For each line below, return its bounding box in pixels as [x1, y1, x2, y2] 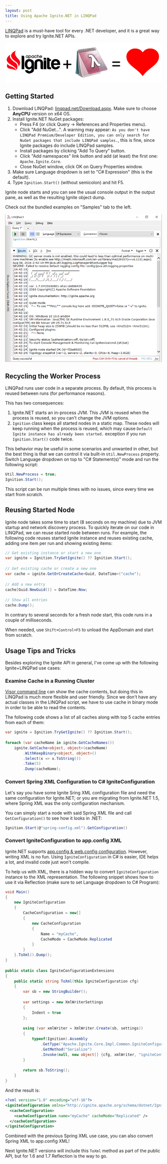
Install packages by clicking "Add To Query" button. [19, 147, 126, 154]
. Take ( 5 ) [23, 761, 41, 766]
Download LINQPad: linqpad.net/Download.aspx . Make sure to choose [12, 105, 157, 111]
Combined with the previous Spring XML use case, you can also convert [5, 1133, 153, 1139]
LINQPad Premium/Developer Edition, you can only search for [19, 132, 149, 138]
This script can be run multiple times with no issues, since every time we [5, 486, 154, 492]
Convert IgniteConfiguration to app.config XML [5, 837, 122, 844]
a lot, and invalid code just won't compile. [5, 859, 90, 865]
